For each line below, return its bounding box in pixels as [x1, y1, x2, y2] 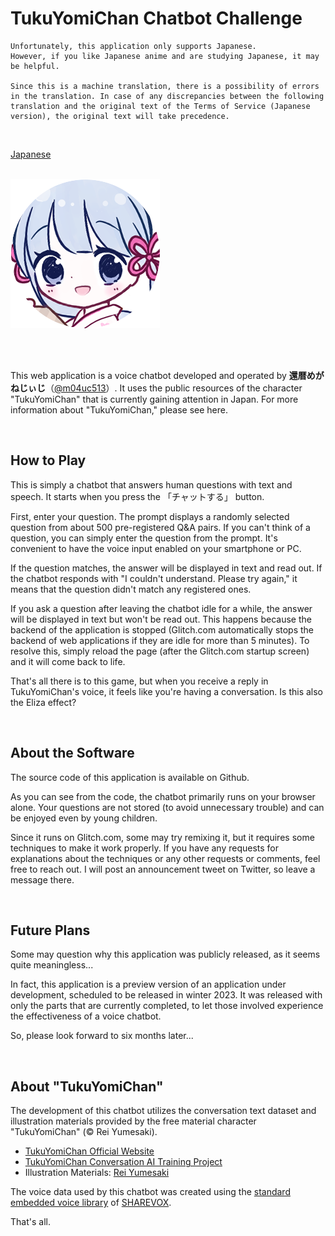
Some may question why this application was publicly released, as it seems [10, 948, 321, 961]
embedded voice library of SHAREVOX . [10, 1197, 172, 1209]
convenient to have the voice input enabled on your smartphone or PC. [10, 542, 302, 554]
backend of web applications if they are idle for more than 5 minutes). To [10, 634, 310, 646]
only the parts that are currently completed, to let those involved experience [10, 1000, 324, 1012]
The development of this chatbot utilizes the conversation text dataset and [10, 1105, 317, 1117]
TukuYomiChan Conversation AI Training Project [24, 1156, 223, 1168]
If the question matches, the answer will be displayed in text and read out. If [10, 562, 323, 574]
